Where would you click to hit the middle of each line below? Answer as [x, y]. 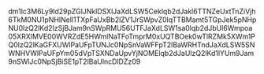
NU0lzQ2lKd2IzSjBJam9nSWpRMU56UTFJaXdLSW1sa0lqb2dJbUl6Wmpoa [130, 28]
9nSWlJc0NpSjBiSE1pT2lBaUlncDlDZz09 [74, 61]
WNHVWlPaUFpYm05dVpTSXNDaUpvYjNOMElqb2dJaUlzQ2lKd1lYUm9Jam [131, 53]
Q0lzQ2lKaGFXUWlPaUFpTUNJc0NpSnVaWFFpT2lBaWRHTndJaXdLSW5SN [132, 45]
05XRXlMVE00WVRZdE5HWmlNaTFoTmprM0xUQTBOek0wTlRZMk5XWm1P [132, 36]
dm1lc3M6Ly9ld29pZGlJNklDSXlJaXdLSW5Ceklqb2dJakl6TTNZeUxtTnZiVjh [132, 11]
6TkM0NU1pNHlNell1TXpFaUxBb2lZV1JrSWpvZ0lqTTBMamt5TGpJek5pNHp [132, 20]
